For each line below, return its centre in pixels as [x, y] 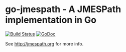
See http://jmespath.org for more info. [44, 43]
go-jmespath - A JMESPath [63, 9]
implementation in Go [51, 20]
